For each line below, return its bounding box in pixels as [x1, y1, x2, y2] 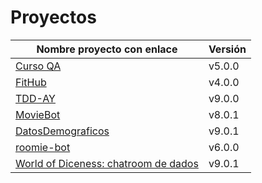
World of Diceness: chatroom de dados [15, 156, 199, 170]
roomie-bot [15, 140, 71, 154]
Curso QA [15, 59, 62, 73]
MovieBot [15, 107, 61, 121]
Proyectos [10, 6, 97, 29]
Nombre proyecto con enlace [36, 42, 178, 56]
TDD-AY [15, 91, 56, 105]
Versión [208, 42, 247, 56]
